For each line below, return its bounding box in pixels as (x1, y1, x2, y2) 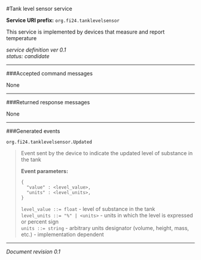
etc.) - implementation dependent (20, 231, 104, 238)
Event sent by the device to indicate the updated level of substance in (20, 150, 193, 156)
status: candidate (6, 53, 50, 59)
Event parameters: (20, 168, 69, 174)
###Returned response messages (6, 99, 90, 105)
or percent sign (20, 218, 59, 225)
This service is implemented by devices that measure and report (6, 28, 165, 35)
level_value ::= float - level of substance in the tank (20, 205, 156, 212)
